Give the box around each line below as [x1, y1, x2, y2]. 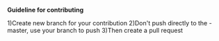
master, [7, 27, 29, 34]
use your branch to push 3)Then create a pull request [30, 27, 183, 34]
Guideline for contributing [7, 6, 84, 14]
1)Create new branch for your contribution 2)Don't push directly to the [7, 19, 208, 27]
